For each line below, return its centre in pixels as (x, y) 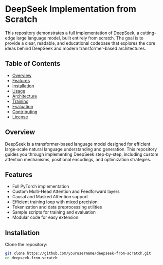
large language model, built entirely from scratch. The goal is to (80, 38)
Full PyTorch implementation (41, 187)
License (20, 117)
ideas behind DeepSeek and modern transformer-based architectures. (76, 48)
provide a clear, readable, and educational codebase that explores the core (80, 43)
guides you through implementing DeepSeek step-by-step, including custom (82, 154)
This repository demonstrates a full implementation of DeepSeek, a (72, 33)
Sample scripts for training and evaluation (54, 212)
